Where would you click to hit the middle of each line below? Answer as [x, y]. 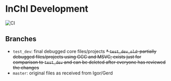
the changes [26, 67]
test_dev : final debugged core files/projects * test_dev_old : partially [84, 51]
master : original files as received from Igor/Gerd [63, 73]
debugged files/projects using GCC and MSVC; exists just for [77, 57]
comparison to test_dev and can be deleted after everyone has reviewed [89, 62]
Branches [21, 39]
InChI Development [47, 9]
